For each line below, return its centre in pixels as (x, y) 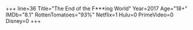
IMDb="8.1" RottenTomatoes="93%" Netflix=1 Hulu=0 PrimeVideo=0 (90, 15)
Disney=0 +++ (23, 21)
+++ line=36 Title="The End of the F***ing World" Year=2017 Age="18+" (96, 9)
